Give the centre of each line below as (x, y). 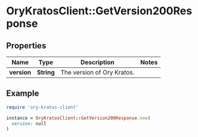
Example (23, 94)
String (46, 72)
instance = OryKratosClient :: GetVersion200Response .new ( (78, 118)
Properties (26, 46)
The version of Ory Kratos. (98, 72)
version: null (29, 123)
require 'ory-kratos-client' (42, 107)
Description (97, 62)
